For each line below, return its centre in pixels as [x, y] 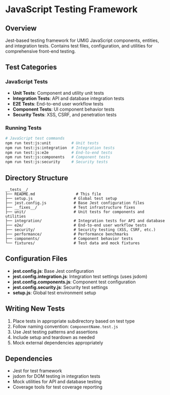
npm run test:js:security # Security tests [57, 162]
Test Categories [31, 67]
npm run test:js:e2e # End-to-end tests [59, 152]
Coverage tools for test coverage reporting [58, 387]
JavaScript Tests [27, 82]
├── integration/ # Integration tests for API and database [85, 221]
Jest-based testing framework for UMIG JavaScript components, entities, [82, 40]
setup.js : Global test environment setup [54, 293]
